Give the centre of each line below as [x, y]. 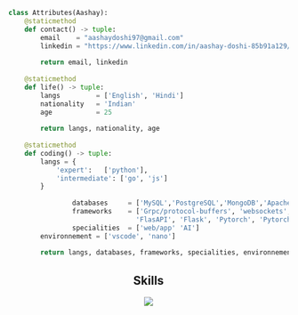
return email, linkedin [84, 62]
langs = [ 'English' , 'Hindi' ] [112, 95]
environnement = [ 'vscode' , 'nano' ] [108, 236]
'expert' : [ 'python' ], [102, 170]
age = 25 [77, 112]
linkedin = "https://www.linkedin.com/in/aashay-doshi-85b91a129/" [168, 46]
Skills [149, 280]
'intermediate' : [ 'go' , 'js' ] [112, 178]
